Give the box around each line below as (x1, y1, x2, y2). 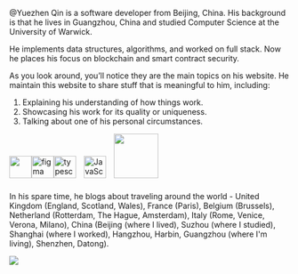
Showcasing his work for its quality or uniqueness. (21, 107, 207, 117)
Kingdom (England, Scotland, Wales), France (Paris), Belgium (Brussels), (9, 200, 275, 211)
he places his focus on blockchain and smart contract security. (9, 53, 240, 63)
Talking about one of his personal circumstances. (21, 116, 203, 126)
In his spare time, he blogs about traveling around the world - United (9, 191, 260, 201)
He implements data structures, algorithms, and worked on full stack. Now (9, 44, 282, 54)
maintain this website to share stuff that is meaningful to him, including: (9, 80, 270, 90)
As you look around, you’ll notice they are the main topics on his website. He (9, 70, 289, 81)
